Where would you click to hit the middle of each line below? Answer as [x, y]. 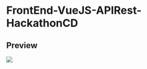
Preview [22, 45]
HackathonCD [42, 23]
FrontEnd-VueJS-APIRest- [74, 10]
